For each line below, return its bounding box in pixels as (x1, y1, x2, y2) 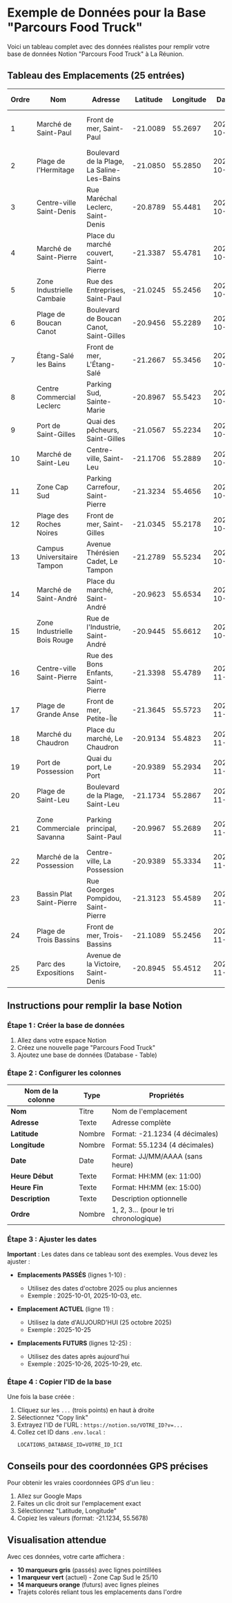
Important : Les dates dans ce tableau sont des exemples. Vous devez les (7, 1250, 218, 1259)
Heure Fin (10, 1182, 43, 1192)
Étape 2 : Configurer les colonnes (7, 1068, 122, 1078)
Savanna (37, 832, 66, 841)
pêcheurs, (86, 425, 119, 435)
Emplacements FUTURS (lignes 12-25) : (17, 1339, 132, 1347)
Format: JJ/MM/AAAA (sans (111, 1151, 203, 1161)
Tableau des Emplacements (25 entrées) (7, 70, 185, 82)
